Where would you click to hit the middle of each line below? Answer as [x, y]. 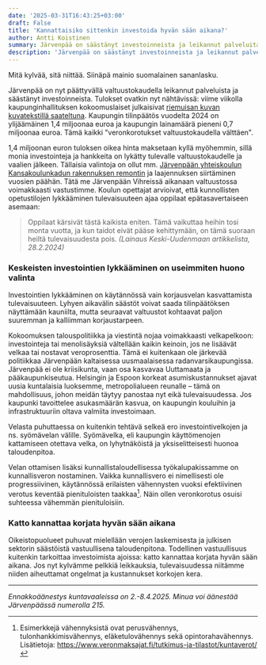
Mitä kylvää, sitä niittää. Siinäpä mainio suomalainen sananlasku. [113, 75]
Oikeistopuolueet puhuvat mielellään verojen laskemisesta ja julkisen [120, 541]
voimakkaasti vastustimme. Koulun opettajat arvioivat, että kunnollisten [124, 190]
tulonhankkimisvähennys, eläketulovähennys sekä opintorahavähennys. [136, 636]
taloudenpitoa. [32, 452]
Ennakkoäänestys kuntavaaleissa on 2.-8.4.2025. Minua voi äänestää [123, 597]
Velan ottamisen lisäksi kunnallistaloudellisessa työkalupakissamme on [123, 468]
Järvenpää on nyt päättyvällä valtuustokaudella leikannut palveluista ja [123, 90]
